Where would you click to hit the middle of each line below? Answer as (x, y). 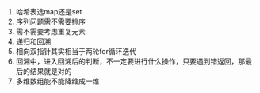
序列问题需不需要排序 (50, 21)
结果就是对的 (51, 71)
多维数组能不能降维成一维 (57, 81)
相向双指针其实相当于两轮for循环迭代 (76, 51)
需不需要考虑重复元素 (50, 31)
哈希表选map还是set (49, 12)
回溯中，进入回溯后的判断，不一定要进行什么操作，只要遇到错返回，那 (130, 61)
